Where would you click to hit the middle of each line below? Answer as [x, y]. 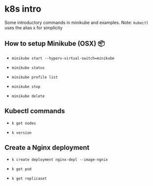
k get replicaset [29, 179]
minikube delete [28, 96]
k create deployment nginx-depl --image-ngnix [60, 160]
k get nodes [24, 123]
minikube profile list [35, 77]
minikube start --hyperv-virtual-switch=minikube [63, 58]
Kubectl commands [35, 111]
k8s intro [23, 9]
